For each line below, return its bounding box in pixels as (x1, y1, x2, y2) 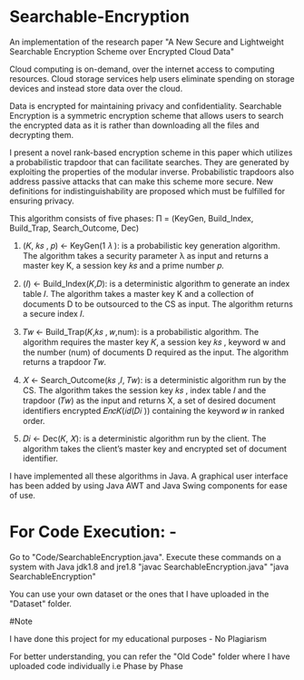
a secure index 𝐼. (22, 308, 85, 319)
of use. (9, 489, 36, 500)
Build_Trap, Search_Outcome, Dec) (9, 222, 140, 233)
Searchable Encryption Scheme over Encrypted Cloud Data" (9, 45, 234, 56)
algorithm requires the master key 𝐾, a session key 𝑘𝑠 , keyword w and (22, 336, 286, 347)
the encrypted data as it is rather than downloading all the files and (9, 120, 260, 131)
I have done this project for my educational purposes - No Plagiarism (9, 633, 268, 644)
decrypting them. (9, 129, 74, 140)
